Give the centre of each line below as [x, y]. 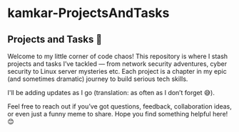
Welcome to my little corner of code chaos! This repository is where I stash [118, 56]
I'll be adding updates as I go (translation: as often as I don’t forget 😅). [111, 93]
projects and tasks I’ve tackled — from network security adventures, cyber [117, 64]
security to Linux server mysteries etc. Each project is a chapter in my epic [117, 71]
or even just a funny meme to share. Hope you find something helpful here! [118, 114]
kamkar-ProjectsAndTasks [88, 13]
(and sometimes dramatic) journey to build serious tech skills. [98, 79]
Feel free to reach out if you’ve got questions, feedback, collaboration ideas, [119, 106]
